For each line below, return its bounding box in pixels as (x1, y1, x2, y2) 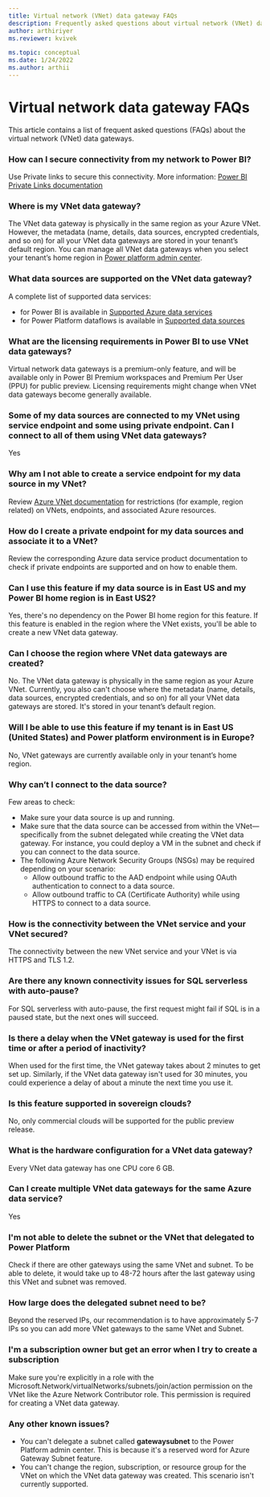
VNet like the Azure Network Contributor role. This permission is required (8, 1389, 251, 1399)
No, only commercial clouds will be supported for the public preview (8, 1116, 235, 1126)
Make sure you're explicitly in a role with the (8, 1372, 154, 1382)
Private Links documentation (8, 180, 103, 190)
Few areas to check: (8, 798, 76, 807)
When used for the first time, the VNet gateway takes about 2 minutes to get (8, 1060, 261, 1070)
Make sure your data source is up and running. (19, 813, 175, 823)
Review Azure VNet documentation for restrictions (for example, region (8, 497, 243, 506)
